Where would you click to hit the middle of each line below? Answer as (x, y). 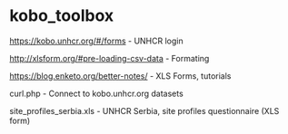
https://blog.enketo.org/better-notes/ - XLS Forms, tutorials (120, 76)
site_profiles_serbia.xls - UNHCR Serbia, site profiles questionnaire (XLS (144, 110)
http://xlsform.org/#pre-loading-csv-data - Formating (109, 58)
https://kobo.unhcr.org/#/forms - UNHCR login (96, 41)
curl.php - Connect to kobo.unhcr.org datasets (96, 93)
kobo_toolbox (62, 16)
